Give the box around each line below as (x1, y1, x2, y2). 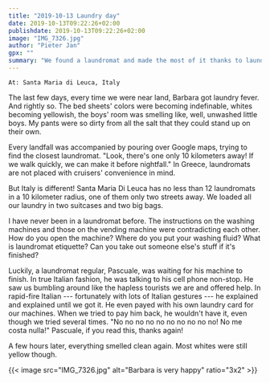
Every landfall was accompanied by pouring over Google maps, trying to (8, 142, 247, 152)
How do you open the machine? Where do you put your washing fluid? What (8, 233, 261, 242)
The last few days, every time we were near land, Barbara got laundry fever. (8, 92, 260, 102)
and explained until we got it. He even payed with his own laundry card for (8, 299, 254, 309)
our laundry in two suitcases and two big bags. (8, 200, 163, 210)
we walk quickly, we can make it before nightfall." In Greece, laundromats (8, 159, 251, 169)
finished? (8, 250, 39, 259)
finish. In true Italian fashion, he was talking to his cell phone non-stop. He (8, 274, 254, 283)
